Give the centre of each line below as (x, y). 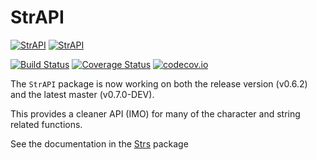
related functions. (46, 124)
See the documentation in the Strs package (99, 143)
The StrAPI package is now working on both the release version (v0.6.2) (159, 83)
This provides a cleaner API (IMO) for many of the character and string (155, 113)
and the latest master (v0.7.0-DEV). (82, 94)
